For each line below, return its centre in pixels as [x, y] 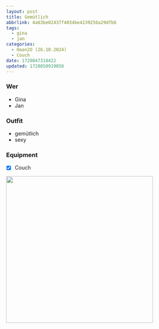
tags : [13, 28]
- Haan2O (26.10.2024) [39, 50]
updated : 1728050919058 [35, 66]
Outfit [15, 121]
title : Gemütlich [27, 17]
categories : [21, 45]
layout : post [22, 11]
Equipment [22, 155]
